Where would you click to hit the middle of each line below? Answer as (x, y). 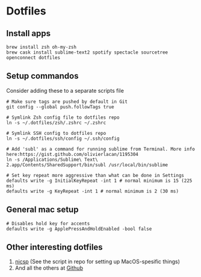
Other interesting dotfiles (55, 247)
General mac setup (42, 210)
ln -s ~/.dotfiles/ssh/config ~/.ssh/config (63, 138)
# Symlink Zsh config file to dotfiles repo (63, 117)
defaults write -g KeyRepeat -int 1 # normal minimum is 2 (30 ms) (93, 191)
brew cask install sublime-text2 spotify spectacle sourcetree (87, 52)
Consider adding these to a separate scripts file (65, 90)
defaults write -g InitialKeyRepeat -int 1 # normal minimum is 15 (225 (99, 181)
